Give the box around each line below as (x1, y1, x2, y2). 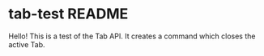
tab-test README (8, 5, 129, 23)
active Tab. (8, 39, 46, 49)
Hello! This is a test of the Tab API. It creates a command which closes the (8, 31, 256, 41)
